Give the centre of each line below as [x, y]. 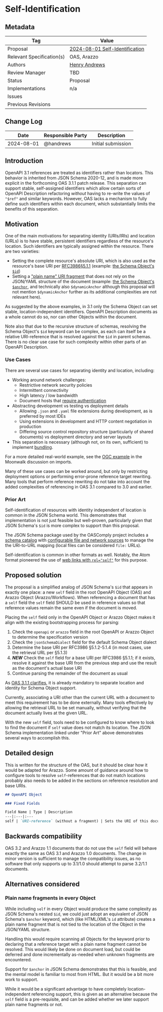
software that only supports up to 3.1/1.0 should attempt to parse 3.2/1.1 [76, 863]
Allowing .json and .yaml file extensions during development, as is [86, 411]
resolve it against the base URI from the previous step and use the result [84, 663]
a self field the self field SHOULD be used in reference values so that [75, 603]
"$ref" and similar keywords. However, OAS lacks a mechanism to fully [76, 198]
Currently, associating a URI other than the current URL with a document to [80, 697]
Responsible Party [65, 135]
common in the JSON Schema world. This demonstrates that [65, 515]
